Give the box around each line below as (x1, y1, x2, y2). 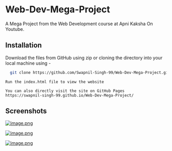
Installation (5, 41, 42, 50)
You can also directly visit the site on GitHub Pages (5, 88, 125, 93)
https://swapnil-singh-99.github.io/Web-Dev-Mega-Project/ (5, 92, 134, 98)
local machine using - (5, 60, 51, 66)
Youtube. (5, 26, 25, 32)
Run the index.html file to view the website (5, 79, 104, 84)
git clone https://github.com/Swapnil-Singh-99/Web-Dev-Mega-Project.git (10, 70, 170, 75)
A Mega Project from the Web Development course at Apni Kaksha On (5, 21, 154, 27)
